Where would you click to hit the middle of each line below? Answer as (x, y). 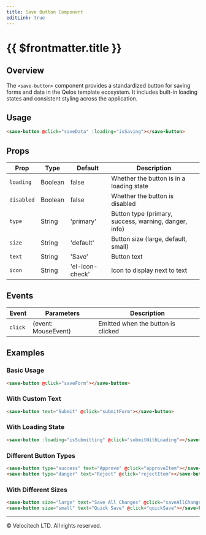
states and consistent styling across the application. (72, 98)
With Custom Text (34, 399)
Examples (25, 353)
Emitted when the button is (137, 324)
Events (20, 296)
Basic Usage (25, 370)
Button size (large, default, (149, 239)
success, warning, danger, (149, 221)
